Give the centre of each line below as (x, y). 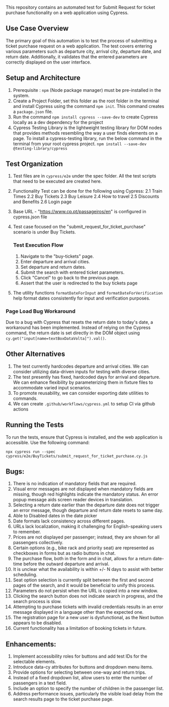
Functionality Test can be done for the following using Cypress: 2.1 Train (88, 191)
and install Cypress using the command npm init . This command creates (89, 106)
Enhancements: (31, 644)
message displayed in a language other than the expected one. (78, 612)
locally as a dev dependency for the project (58, 122)
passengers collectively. (38, 543)
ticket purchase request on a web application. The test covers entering (79, 46)
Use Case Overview (37, 28)
